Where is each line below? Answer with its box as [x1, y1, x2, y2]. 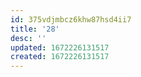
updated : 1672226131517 [10, 42, 110, 53]
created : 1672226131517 [10, 52, 110, 62]
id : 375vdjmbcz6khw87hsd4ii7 [10, 14, 132, 25]
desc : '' [10, 33, 47, 43]
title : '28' [10, 24, 60, 34]
